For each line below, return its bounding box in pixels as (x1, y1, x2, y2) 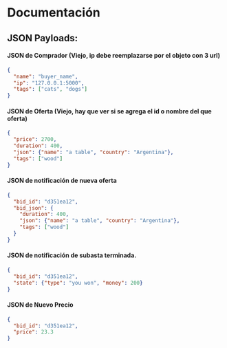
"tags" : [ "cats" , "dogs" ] (13, 86, 88, 93)
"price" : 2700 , (13, 136, 57, 143)
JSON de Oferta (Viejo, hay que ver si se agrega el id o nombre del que (7, 107, 212, 115)
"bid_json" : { (13, 204, 54, 211)
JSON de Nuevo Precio (7, 301, 74, 309)
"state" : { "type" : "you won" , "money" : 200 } (13, 279, 143, 286)
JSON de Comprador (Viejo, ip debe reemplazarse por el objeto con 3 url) (7, 52, 220, 60)
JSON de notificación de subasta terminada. (7, 251, 137, 259)
